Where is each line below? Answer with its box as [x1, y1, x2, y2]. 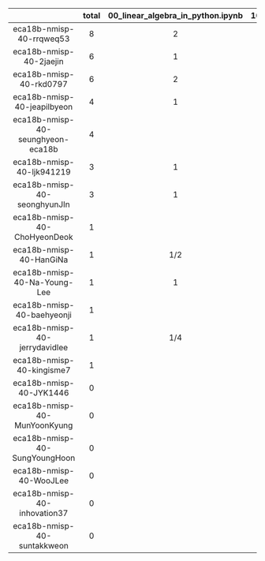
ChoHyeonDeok [14, 232, 73, 242]
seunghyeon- [18, 134, 69, 144]
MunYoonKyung [14, 420, 73, 431]
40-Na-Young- [13, 277, 74, 287]
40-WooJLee [18, 475, 69, 486]
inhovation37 [19, 508, 69, 518]
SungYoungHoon [12, 453, 76, 463]
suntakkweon [18, 540, 69, 551]
